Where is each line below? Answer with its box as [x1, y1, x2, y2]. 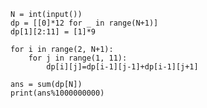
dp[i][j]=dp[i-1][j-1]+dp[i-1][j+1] [46, 62, 199, 72]
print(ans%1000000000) [10, 88, 105, 98]
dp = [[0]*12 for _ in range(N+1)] [10, 18, 159, 28]
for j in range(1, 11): [28, 53, 128, 63]
